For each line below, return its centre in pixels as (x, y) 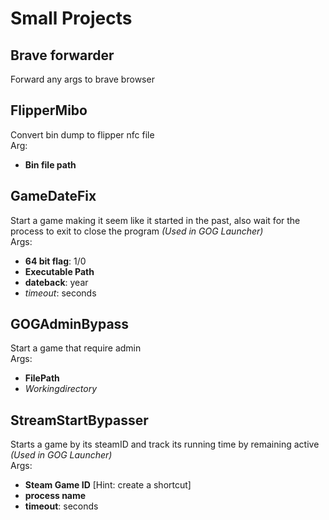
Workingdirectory (61, 389)
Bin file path (50, 164)
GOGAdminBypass (70, 324)
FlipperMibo (49, 110)
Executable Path (59, 271)
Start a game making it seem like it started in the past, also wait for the (155, 220)
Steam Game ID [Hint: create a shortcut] (108, 485)
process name (55, 496)
